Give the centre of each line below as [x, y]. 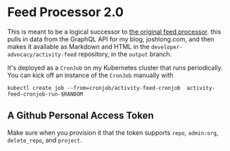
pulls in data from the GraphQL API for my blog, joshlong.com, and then [111, 39]
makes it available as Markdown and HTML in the [78, 46]
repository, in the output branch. [125, 54]
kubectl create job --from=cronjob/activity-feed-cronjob [94, 88]
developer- [167, 47]
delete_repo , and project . [45, 140]
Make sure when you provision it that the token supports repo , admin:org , [113, 132]
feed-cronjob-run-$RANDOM [45, 94]
